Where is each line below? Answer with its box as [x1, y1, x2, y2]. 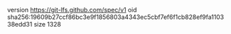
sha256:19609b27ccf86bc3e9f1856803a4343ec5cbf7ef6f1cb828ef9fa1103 [7, 13, 225, 21]
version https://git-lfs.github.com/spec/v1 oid [7, 6, 137, 14]
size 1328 [33, 20, 61, 28]
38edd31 [7, 20, 33, 28]
